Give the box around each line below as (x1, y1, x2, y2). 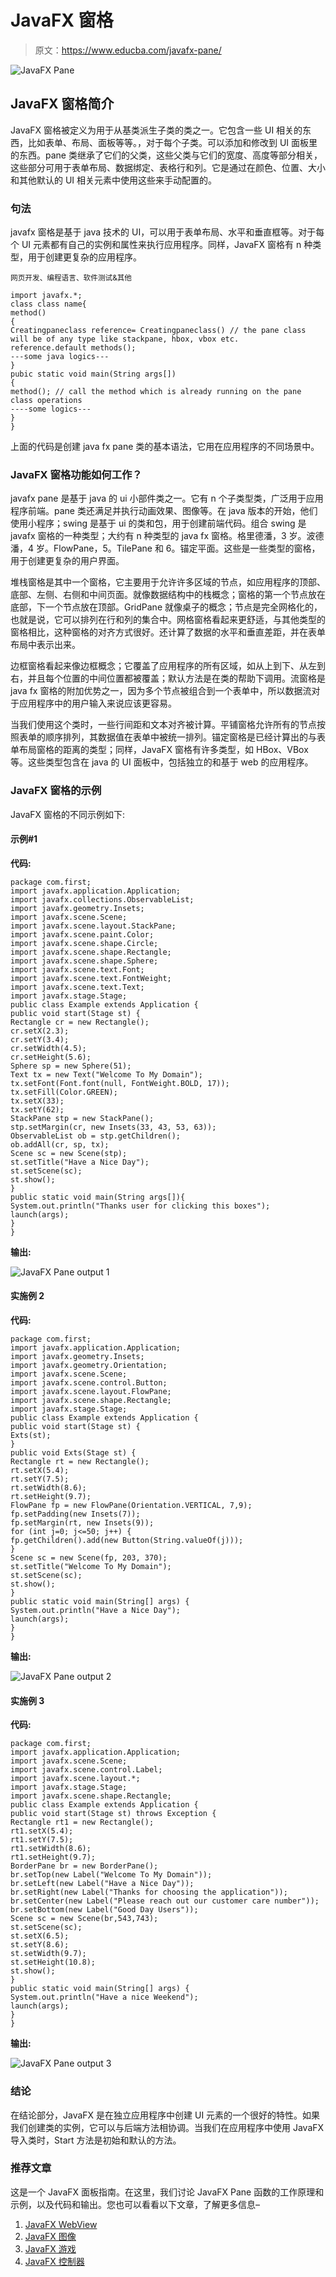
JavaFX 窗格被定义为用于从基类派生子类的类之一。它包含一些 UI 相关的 (10, 124, 303, 136)
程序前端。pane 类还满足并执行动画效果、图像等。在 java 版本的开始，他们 (10, 505, 318, 517)
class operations (10, 396, 83, 406)
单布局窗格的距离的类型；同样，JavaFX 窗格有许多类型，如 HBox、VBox (10, 744, 309, 756)
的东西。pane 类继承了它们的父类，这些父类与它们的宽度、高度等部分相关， (10, 149, 323, 161)
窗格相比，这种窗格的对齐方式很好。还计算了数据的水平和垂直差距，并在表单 (10, 626, 326, 638)
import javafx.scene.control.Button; (10, 1378, 168, 1388)
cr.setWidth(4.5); (10, 1043, 87, 1053)
